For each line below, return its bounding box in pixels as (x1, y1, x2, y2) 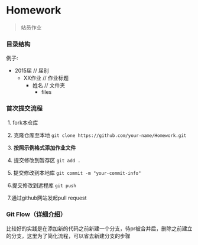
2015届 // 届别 (14, 67, 49, 74)
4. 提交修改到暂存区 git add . (7, 156, 81, 164)
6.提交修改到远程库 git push (7, 181, 77, 189)
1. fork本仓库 (7, 119, 38, 126)
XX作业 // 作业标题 (23, 74, 69, 81)
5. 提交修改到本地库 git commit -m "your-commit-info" (7, 169, 141, 176)
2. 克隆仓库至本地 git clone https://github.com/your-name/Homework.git (7, 131, 187, 139)
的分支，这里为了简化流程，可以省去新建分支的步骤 (6, 232, 131, 239)
